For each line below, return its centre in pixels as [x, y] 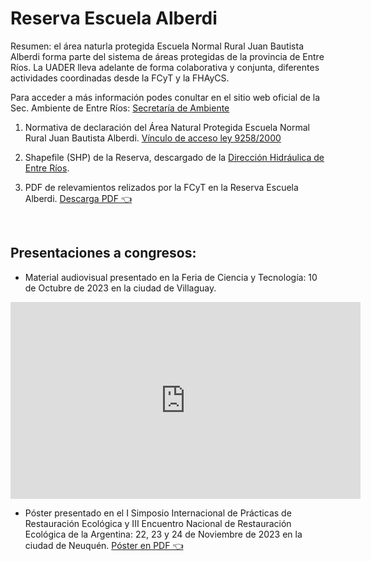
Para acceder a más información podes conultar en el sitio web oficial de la [165, 97]
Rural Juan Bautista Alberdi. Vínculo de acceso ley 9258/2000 [153, 138]
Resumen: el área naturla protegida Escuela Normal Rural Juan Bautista [157, 46]
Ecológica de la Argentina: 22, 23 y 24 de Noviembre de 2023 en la [163, 534]
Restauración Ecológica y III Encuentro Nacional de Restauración [158, 523]
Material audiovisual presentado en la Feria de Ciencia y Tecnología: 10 [171, 277]
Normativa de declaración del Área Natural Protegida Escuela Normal [167, 127]
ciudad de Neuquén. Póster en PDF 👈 [104, 545]
